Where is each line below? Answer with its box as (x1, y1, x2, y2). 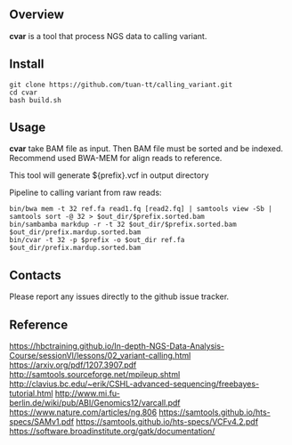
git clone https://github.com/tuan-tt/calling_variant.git (9, 80, 233, 89)
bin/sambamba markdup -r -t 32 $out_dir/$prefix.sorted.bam (9, 220, 238, 230)
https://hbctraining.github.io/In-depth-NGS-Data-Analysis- (9, 341, 225, 352)
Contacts (9, 267, 62, 283)
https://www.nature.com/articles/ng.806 (9, 407, 158, 417)
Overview (9, 7, 65, 22)
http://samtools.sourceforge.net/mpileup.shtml (9, 369, 181, 380)
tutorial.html (9, 388, 53, 399)
